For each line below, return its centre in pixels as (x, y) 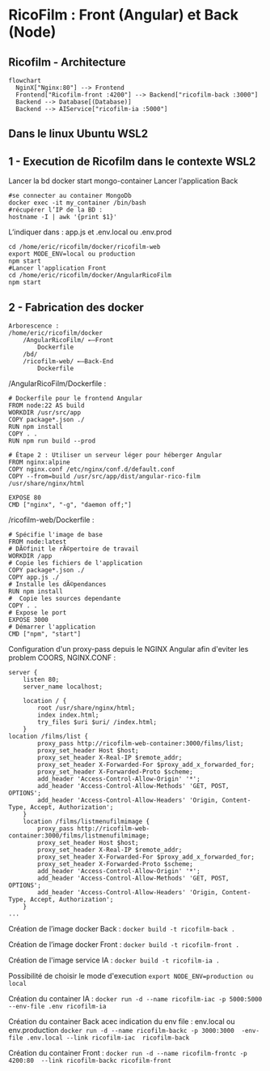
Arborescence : (34, 326)
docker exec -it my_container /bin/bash (78, 203)
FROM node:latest (38, 542)
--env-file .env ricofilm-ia (57, 1007)
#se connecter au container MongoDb (70, 196)
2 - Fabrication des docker (76, 307)
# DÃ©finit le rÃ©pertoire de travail (74, 549)
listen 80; (41, 680)
